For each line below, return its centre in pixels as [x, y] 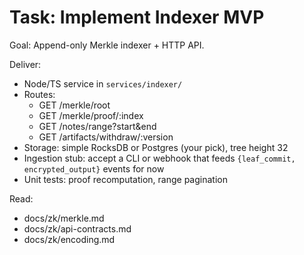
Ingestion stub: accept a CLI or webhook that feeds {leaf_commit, [159, 158]
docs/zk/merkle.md [64, 218]
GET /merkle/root [74, 105]
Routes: [39, 94]
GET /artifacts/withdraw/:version [106, 137]
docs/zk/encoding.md [69, 239]
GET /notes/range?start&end [97, 126]
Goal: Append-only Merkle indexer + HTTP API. [107, 45]
